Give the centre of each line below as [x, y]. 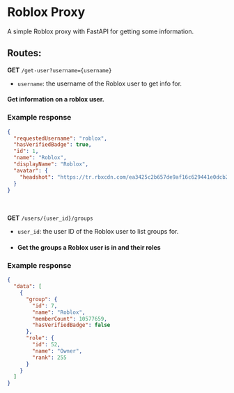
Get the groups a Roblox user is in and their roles [89, 247]
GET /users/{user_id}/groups [50, 218]
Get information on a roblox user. [56, 99]
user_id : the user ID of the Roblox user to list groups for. [98, 232]
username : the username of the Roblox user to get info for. [100, 83]
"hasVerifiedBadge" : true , [53, 145]
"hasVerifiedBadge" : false [71, 325]
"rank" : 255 [50, 358]
